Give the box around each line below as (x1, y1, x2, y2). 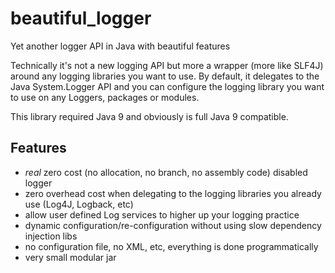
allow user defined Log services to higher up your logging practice (24, 208, 300, 221)
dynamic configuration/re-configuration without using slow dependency (24, 219, 322, 231)
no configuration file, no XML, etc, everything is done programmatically (24, 240, 319, 252)
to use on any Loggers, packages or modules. (10, 91, 200, 103)
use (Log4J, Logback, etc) (24, 198, 134, 210)
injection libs (24, 230, 78, 242)
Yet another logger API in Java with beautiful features (10, 40, 231, 52)
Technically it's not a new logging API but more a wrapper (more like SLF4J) (10, 59, 324, 71)
